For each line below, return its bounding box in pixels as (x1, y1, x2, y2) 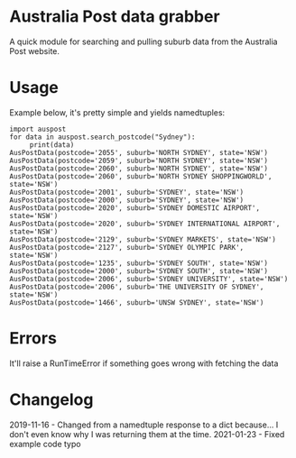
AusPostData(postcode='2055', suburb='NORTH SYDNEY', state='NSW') (9, 148, 269, 157)
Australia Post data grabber (9, 6, 220, 27)
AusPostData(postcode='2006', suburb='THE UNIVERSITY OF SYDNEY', (9, 282, 264, 291)
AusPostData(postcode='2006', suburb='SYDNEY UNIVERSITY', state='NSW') (9, 274, 289, 283)
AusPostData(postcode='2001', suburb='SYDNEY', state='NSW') (9, 188, 245, 197)
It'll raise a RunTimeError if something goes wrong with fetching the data (9, 358, 279, 369)
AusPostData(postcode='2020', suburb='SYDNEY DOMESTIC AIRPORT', (9, 203, 260, 213)
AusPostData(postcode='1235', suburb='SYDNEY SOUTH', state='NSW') (9, 259, 269, 268)
